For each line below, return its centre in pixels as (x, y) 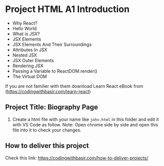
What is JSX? (26, 34)
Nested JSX (25, 55)
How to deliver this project (47, 146)
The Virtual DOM (30, 76)
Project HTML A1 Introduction (67, 9)
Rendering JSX (28, 66)
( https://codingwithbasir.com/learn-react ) (48, 91)
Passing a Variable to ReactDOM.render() (55, 71)
